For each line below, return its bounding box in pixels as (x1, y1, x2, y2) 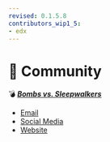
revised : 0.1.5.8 (8, 11, 67, 20)
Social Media (19, 117, 64, 127)
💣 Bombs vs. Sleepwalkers (8, 89, 102, 99)
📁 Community (8, 62, 103, 80)
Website (19, 125, 49, 135)
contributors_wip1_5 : (8, 19, 82, 28)
